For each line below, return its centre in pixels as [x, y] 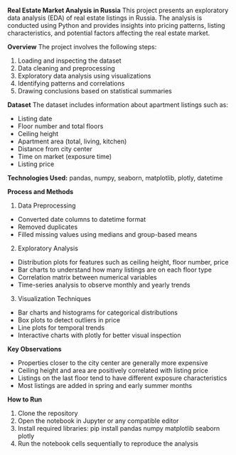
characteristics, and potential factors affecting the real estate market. [109, 33]
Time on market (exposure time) [65, 157]
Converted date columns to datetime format [82, 219]
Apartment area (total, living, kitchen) [72, 141]
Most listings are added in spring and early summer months [105, 385]
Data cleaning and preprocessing [66, 68]
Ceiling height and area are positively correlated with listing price [113, 370]
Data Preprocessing [47, 205]
